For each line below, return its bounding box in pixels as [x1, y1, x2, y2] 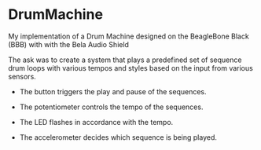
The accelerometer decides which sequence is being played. [19, 132, 218, 142]
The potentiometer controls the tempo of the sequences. [19, 102, 204, 112]
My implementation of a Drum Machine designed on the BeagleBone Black [8, 31, 249, 41]
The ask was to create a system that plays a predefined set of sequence [8, 55, 242, 64]
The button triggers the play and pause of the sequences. [19, 86, 207, 96]
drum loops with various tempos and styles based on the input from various [8, 63, 253, 72]
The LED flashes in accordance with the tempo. [19, 117, 174, 126]
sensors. [8, 71, 37, 81]
